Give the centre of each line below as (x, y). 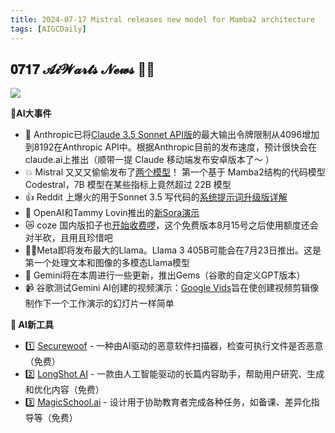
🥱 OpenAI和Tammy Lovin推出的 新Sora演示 (112, 213)
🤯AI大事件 (31, 113)
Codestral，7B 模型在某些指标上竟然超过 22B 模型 (128, 185)
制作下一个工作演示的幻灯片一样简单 (99, 303)
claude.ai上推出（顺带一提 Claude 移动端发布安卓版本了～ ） (149, 160)
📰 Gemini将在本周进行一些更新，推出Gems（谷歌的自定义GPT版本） (165, 275)
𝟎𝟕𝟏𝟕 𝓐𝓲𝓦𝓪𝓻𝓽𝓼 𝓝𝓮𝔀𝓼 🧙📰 (82, 69)
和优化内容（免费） (64, 390)
